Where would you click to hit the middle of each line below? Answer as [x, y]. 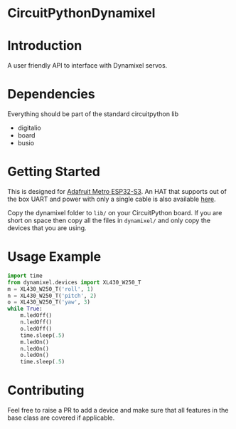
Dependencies [51, 94]
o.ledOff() [36, 329]
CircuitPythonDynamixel [81, 13]
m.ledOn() [35, 342]
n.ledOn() [35, 348]
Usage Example [54, 257]
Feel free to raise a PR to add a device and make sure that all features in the [118, 410]
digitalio [29, 128]
